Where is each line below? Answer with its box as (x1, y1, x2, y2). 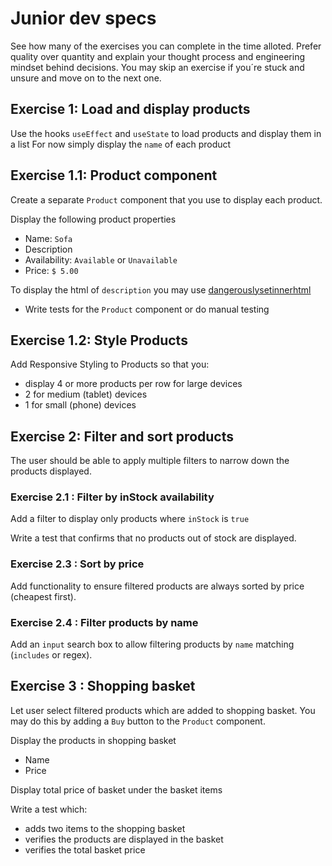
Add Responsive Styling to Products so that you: (10, 358, 210, 371)
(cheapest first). (10, 590, 77, 602)
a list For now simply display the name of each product (10, 138, 232, 150)
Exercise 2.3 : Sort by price (10, 557, 145, 571)
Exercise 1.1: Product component (10, 167, 218, 184)
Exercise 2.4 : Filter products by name (10, 615, 199, 629)
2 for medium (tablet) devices (24, 388, 148, 401)
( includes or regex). (10, 649, 93, 661)
